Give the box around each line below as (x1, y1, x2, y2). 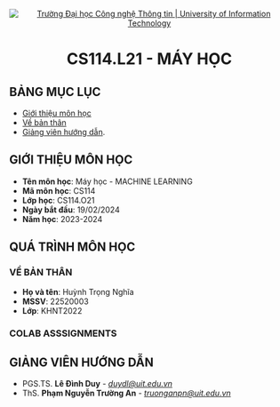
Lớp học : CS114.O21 (21, 195, 95, 205)
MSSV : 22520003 (21, 296, 89, 307)
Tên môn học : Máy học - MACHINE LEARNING (21, 176, 193, 187)
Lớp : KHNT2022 (21, 305, 83, 315)
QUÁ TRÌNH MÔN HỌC (9, 240, 136, 255)
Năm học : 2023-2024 (21, 213, 103, 224)
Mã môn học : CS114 (21, 185, 96, 196)
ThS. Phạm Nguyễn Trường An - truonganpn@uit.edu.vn (21, 387, 231, 399)
